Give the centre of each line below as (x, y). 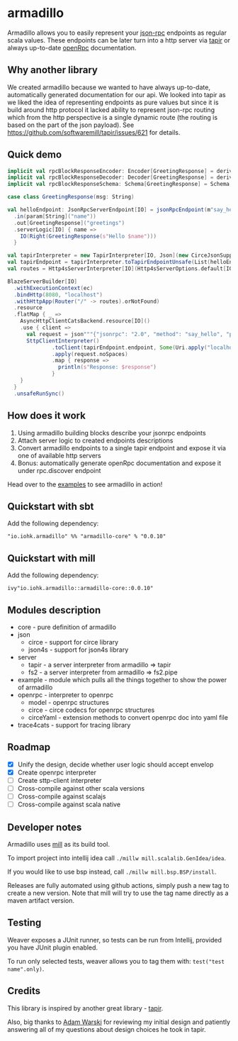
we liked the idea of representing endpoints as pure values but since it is (113, 102)
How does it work (47, 416)
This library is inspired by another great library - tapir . (85, 1008)
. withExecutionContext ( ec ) (53, 288)
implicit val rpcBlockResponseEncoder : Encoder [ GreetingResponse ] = (110, 171)
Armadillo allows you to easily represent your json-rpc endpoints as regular (117, 33)
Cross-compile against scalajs (62, 796)
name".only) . (26, 969)
